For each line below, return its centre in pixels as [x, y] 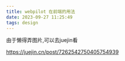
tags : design [22, 23]
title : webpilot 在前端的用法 [41, 12]
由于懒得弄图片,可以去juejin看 [42, 40]
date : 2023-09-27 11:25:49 [39, 17]
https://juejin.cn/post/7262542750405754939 [62, 52]
